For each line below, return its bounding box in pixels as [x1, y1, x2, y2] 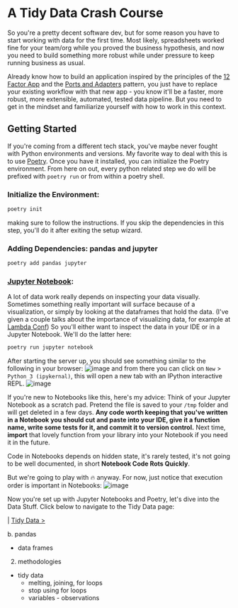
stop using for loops [28, 586, 87, 595]
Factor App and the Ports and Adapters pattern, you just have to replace [7, 79, 218, 88]
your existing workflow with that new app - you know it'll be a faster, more [7, 87, 224, 96]
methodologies [17, 558, 62, 566]
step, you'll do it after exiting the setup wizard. [7, 225, 143, 235]
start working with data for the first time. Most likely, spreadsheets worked [7, 35, 225, 44]
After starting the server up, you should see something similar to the [7, 356, 207, 366]
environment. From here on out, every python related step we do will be [7, 164, 216, 173]
